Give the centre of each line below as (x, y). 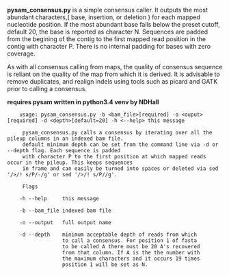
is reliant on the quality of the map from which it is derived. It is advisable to (113, 74)
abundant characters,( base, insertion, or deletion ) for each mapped (104, 17)
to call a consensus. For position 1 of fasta (129, 241)
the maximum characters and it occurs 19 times (131, 259)
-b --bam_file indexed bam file (65, 211)
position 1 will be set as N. (105, 265)
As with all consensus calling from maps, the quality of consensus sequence (115, 67)
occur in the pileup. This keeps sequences (70, 163)
